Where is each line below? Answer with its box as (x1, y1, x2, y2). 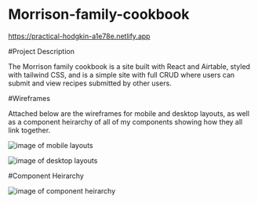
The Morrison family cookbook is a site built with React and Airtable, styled (8, 61, 251, 71)
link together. (8, 125, 51, 135)
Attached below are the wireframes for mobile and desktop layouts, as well (8, 108, 249, 118)
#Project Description (8, 46, 74, 56)
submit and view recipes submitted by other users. (8, 78, 173, 88)
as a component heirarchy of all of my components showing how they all (8, 117, 243, 126)
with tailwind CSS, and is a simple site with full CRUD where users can (8, 70, 235, 79)
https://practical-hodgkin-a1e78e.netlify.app (8, 31, 151, 41)
